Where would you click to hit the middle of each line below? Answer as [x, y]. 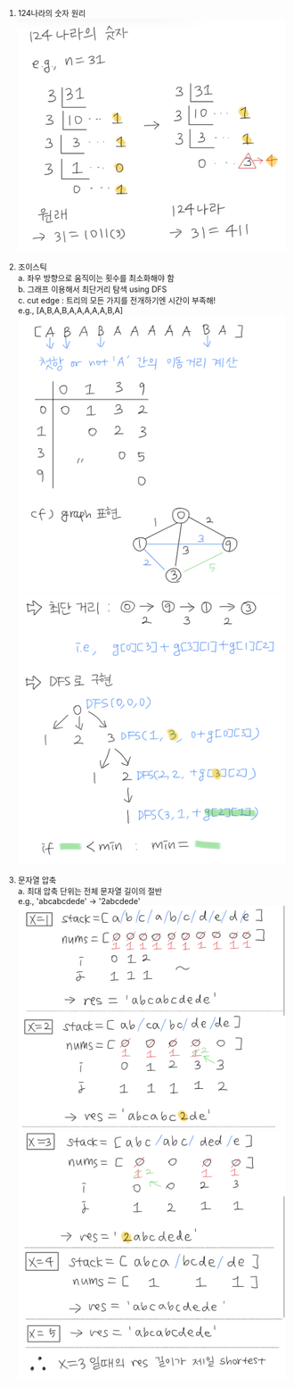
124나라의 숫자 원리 [52, 13]
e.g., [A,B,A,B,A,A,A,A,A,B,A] [70, 310]
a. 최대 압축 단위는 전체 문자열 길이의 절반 [90, 891]
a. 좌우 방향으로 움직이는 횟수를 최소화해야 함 [96, 278]
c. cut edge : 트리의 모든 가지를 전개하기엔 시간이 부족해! [117, 300]
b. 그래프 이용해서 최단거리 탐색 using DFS [92, 289]
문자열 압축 [37, 880]
